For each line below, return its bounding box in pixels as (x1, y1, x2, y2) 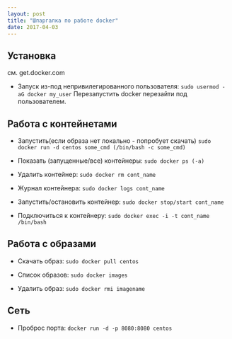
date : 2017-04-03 (7, 23, 59, 30)
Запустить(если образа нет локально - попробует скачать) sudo (17, 137, 211, 145)
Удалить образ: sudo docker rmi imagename (17, 284, 146, 292)
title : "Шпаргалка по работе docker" (7, 17, 119, 24)
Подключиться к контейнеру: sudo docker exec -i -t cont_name (17, 212, 210, 219)
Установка (7, 50, 57, 62)
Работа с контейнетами (7, 117, 117, 130)
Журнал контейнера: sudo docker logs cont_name (17, 184, 165, 192)
